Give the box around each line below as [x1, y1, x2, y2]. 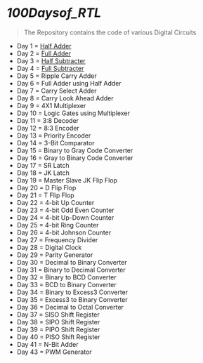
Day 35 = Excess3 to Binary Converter [16, 295, 128, 303]
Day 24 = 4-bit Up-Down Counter [16, 213, 114, 222]
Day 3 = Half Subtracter [16, 56, 86, 65]
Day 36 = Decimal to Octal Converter [16, 303, 124, 311]
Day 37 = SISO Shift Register [16, 310, 100, 319]
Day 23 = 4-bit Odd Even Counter [16, 206, 114, 214]
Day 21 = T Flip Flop [16, 191, 74, 199]
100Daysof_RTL [6, 5, 102, 21]
